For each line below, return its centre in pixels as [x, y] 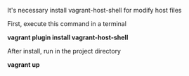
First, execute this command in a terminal [67, 24]
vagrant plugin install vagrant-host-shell [68, 37]
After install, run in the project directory [64, 51]
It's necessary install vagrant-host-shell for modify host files [94, 10]
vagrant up [24, 65]
